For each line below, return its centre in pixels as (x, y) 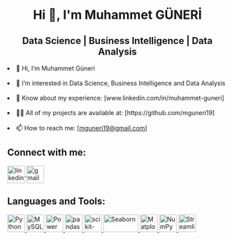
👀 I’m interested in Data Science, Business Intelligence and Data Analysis (121, 83)
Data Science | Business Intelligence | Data (117, 41)
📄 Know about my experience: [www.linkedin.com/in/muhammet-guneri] (121, 98)
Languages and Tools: (57, 201)
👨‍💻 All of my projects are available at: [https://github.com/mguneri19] (116, 113)
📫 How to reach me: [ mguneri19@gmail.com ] (82, 128)
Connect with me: (47, 152)
